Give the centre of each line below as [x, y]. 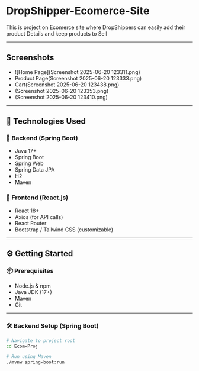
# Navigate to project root [41, 341]
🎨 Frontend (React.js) [37, 198]
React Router [31, 223]
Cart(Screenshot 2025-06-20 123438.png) [67, 85]
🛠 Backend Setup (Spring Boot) [52, 326]
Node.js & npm [33, 286]
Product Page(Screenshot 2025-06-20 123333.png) [78, 78]
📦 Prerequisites [30, 271]
